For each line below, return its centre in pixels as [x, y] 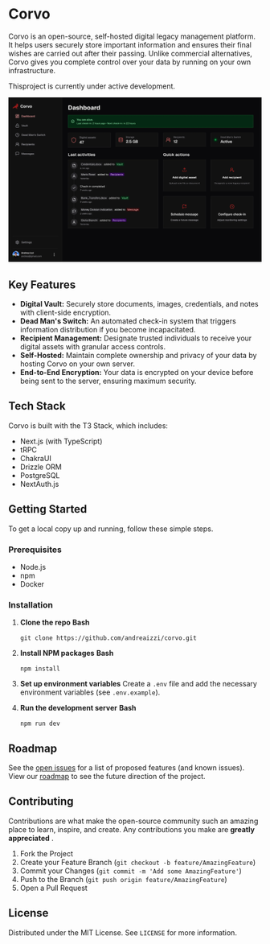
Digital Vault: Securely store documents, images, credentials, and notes [139, 304]
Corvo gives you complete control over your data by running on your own [130, 62]
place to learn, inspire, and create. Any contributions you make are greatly [132, 829]
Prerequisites [35, 550]
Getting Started [48, 509]
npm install [40, 669]
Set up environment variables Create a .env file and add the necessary [138, 684]
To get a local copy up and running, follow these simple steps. [111, 529]
